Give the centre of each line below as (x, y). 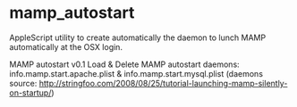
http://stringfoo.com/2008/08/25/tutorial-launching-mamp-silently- (163, 83)
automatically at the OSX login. (66, 46)
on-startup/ (30, 93)
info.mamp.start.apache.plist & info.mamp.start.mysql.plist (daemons (136, 73)
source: (23, 83)
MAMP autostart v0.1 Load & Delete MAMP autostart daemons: (124, 64)
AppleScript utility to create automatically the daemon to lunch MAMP (138, 37)
